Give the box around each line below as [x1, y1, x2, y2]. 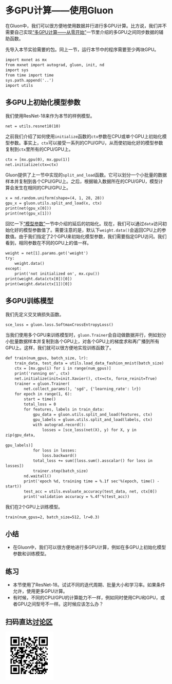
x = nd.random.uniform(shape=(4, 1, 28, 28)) [5, 196, 104, 201]
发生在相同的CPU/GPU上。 [14, 184, 71, 190]
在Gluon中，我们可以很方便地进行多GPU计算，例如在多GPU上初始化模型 [12, 544, 166, 551]
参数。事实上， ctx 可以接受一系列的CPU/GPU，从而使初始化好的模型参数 [9, 140, 163, 146]
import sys [5, 67, 29, 72]
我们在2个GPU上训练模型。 [5, 503, 63, 510]
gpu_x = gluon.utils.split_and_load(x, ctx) [5, 201, 102, 206]
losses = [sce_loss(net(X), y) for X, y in [42, 427, 137, 433]
